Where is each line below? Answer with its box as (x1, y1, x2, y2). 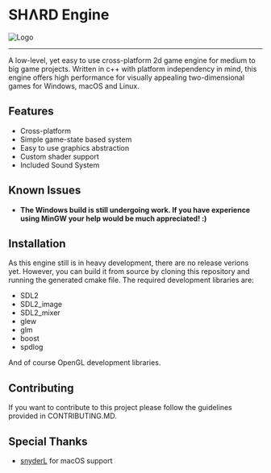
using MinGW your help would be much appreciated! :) (19, 214, 207, 223)
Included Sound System (19, 160, 100, 170)
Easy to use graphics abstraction (19, 143, 130, 152)
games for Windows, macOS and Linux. (8, 81, 140, 90)
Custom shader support (19, 151, 99, 161)
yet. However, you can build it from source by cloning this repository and (8, 267, 250, 276)
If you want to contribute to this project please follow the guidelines (8, 403, 232, 413)
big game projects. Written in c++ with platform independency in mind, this (8, 64, 257, 73)
